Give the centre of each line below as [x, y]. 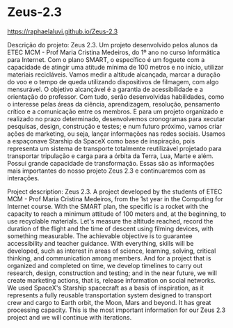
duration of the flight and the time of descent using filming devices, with [111, 228]
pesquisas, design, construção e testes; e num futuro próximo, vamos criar [115, 126]
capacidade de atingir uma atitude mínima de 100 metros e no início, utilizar [115, 67]
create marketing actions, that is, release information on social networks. [112, 280]
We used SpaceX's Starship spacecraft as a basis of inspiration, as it [105, 288]
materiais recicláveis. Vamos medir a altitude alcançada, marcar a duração [114, 75]
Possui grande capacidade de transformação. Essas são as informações [111, 163]
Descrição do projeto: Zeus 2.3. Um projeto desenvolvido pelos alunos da [112, 45]
